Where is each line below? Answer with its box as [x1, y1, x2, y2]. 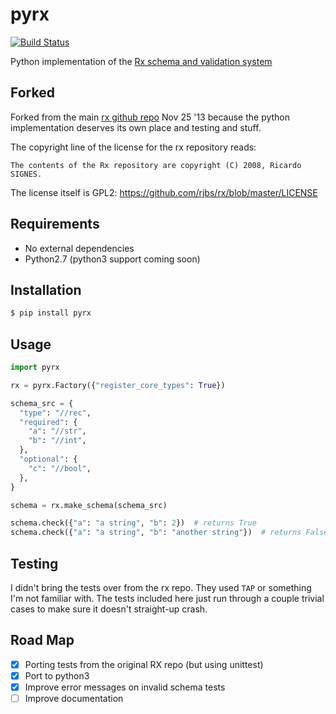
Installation [10, 281, 82, 298]
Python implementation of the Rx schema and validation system [10, 55, 273, 67]
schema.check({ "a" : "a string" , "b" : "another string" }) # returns [10, 528, 302, 538]
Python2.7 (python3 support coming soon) [24, 253, 201, 265]
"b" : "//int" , [28, 436, 87, 446]
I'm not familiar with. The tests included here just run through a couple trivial [10, 593, 325, 604]
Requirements [10, 216, 100, 233]
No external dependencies [24, 242, 135, 254]
